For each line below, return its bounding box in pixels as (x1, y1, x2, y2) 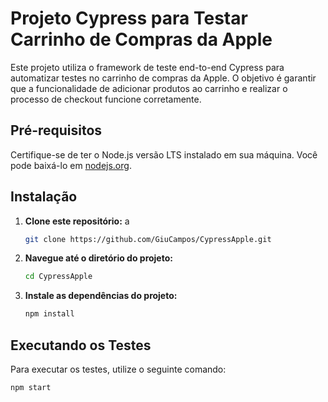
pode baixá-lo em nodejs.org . (10, 159, 132, 171)
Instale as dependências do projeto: (24, 290, 178, 302)
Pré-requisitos (10, 122, 103, 139)
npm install (24, 309, 75, 319)
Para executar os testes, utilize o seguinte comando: (10, 363, 227, 375)
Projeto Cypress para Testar (10, 7, 248, 30)
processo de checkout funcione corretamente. (10, 93, 202, 105)
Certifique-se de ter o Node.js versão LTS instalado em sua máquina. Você (10, 148, 318, 161)
